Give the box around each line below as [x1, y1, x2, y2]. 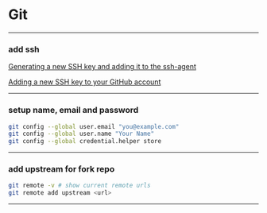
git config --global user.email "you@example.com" [8, 122, 180, 130]
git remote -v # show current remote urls [8, 181, 151, 190]
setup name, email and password [8, 105, 139, 116]
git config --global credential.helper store [8, 137, 161, 145]
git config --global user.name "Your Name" [8, 130, 155, 138]
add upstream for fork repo [8, 164, 115, 175]
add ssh [8, 44, 40, 55]
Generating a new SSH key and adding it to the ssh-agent [8, 62, 197, 72]
